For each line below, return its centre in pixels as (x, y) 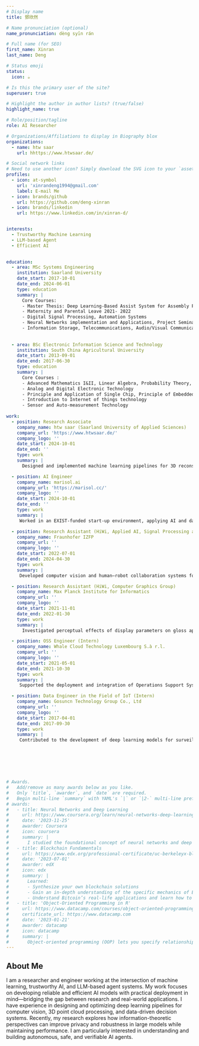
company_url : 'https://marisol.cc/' (62, 488)
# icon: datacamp (33, 931)
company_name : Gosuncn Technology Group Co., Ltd (79, 702)
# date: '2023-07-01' (38, 859)
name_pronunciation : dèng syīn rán (50, 33)
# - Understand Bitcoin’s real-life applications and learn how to (99, 898)
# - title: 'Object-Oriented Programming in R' (69, 903)
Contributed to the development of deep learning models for (96, 740)
